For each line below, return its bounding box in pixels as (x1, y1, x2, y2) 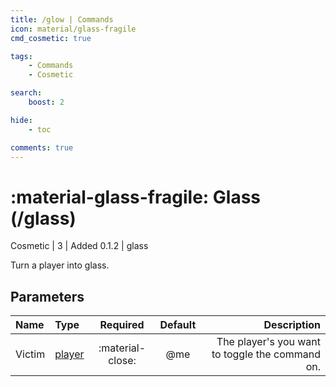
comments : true (10, 142, 74, 153)
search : (10, 88, 43, 98)
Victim (15, 347, 46, 361)
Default (159, 318, 197, 332)
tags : (10, 51, 33, 61)
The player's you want (216, 335, 321, 349)
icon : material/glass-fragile (10, 24, 137, 34)
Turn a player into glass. (10, 259, 110, 271)
